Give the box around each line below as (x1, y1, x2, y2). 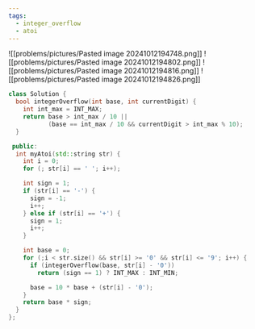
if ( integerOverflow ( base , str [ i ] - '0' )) (29, 261, 175, 269)
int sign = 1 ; (23, 179, 70, 188)
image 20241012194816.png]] (101, 66, 199, 76)
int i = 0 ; (23, 157, 60, 165)
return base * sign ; (23, 298, 92, 306)
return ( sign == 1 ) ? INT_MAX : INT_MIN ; (37, 269, 179, 277)
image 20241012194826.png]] (101, 74, 201, 85)
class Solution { (8, 90, 67, 98)
